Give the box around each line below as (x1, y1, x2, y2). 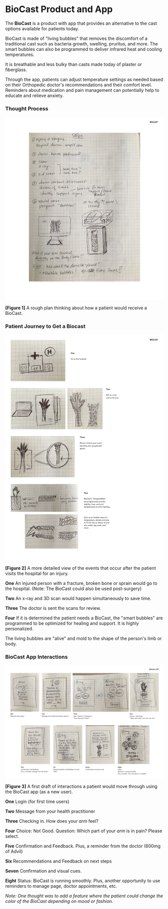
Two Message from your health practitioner (5, 808, 96, 814)
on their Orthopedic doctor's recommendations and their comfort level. (5, 82, 152, 88)
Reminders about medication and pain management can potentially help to (5, 87, 159, 93)
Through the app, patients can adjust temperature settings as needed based (5, 76, 163, 82)
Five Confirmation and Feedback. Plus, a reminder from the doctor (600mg (5, 843, 161, 849)
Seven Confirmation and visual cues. (5, 868, 82, 874)
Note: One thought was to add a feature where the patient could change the (5, 892, 163, 899)
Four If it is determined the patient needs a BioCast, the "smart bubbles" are (5, 615, 163, 621)
